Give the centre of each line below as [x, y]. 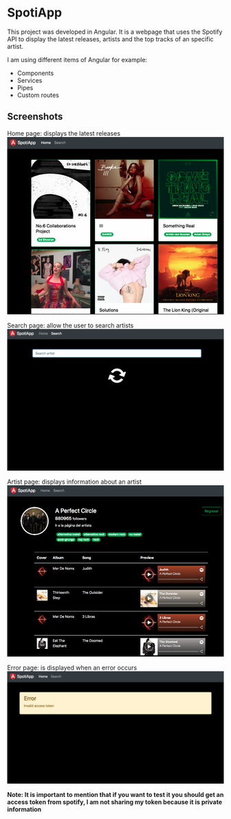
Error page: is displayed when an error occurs [72, 667]
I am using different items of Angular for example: [77, 59]
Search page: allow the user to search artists [70, 325]
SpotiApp [35, 13]
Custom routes [38, 95]
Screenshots [35, 117]
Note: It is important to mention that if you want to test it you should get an [115, 794]
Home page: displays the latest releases [64, 133]
